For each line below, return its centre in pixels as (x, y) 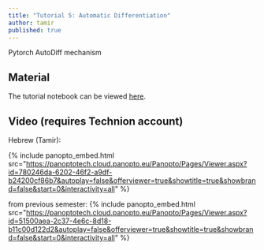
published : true (35, 30)
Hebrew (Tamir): (35, 140)
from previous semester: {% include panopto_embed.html (102, 204)
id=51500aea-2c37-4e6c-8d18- (60, 221)
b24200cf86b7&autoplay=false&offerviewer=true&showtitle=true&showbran (132, 181)
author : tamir (32, 23)
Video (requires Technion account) (96, 121)
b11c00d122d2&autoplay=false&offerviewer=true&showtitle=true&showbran (131, 229)
